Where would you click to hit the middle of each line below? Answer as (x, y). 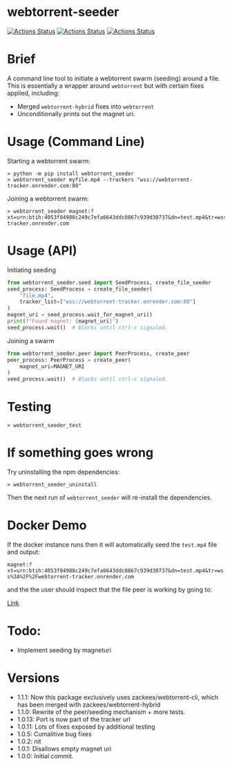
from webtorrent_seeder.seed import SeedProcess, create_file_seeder (109, 282)
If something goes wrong (80, 453)
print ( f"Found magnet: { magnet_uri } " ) (63, 321)
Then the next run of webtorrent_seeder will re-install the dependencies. (110, 498)
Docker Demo (47, 526)
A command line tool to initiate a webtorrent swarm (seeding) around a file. (114, 78)
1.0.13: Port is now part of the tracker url (74, 719)
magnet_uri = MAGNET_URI (52, 366)
